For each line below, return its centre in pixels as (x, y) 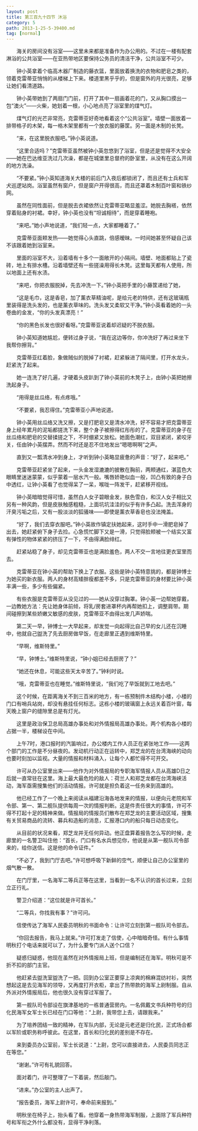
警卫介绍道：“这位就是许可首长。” (56, 900)
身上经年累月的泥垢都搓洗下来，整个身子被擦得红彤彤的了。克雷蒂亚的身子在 (99, 430)
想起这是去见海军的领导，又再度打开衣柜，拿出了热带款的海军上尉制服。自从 (99, 985)
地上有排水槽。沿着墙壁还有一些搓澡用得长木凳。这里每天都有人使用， (101, 265)
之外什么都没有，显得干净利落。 (65, 1122)
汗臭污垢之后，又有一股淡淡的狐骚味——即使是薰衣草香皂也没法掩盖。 (91, 512)
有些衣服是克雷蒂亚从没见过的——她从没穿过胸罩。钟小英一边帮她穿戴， (104, 599)
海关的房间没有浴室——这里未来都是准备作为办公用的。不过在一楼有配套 (104, 51)
